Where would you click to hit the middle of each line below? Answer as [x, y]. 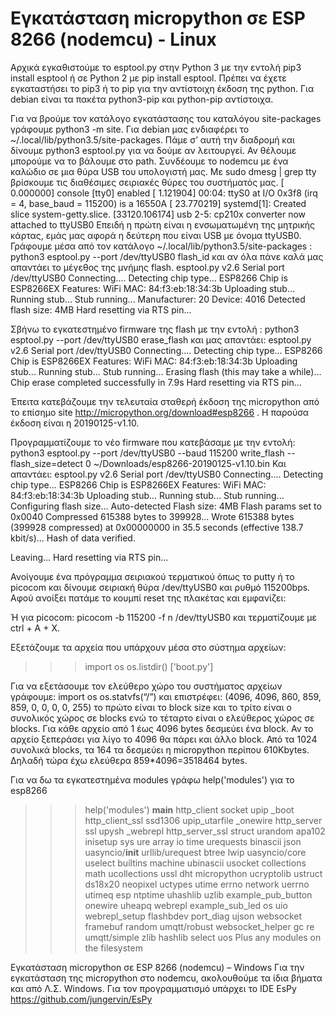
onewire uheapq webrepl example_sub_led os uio [186, 905]
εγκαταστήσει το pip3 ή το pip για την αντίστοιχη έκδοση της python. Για [162, 88]
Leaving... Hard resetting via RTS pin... [89, 557]
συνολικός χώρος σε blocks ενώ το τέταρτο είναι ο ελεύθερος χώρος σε [162, 718]
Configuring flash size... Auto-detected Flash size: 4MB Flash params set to [166, 506]
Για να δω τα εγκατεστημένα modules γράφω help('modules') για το [152, 779]
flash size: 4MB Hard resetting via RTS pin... [101, 309]
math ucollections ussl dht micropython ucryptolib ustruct [203, 873]
